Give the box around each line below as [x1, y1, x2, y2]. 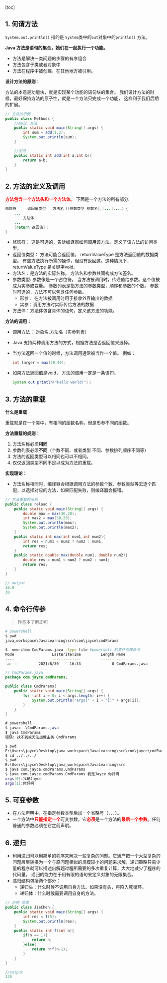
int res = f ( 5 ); [23, 914, 57, 919]
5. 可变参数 [5, 796, 39, 805]
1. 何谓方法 [5, 20, 38, 28]
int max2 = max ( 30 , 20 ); [23, 515, 72, 521]
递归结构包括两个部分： [12, 878, 61, 884]
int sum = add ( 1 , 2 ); [23, 130, 66, 135]
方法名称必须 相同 [12, 441, 48, 447]
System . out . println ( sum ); [23, 135, 77, 140]
